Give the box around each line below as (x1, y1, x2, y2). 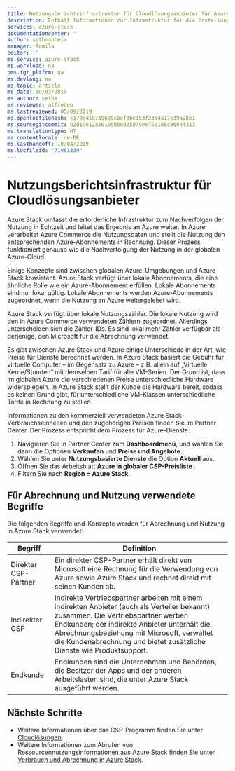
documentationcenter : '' (7, 29, 80, 37)
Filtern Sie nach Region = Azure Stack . (17, 469, 131, 477)
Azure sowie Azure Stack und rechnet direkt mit (55, 573, 211, 582)
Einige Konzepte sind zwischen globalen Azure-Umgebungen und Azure (7, 266, 216, 274)
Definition (122, 543, 157, 553)
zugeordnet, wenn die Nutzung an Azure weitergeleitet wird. (7, 296, 181, 304)
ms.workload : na (7, 62, 55, 69)
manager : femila (7, 43, 55, 50)
